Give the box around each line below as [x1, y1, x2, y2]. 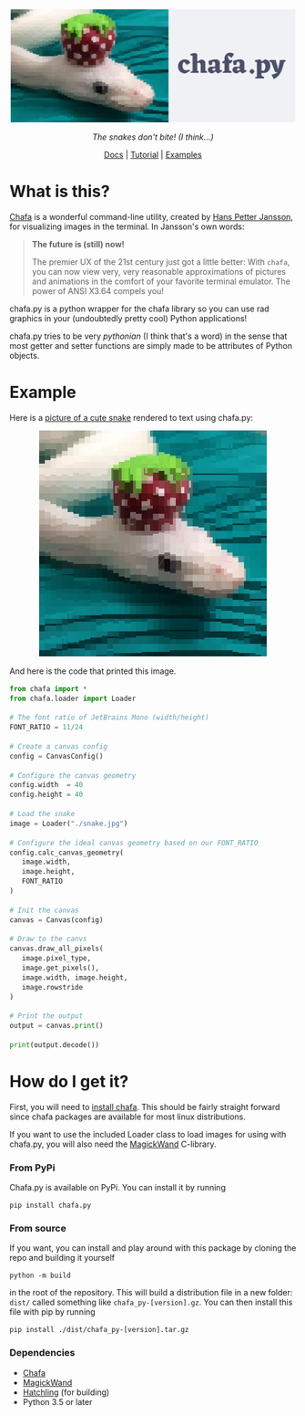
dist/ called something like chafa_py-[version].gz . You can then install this [9, 1296, 293, 1308]
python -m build [9, 1271, 71, 1281]
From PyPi [9, 1161, 56, 1174]
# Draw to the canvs [9, 935, 88, 944]
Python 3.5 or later [22, 1396, 93, 1407]
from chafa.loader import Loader [9, 694, 137, 703]
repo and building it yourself [9, 1253, 116, 1264]
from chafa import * [9, 684, 88, 693]
